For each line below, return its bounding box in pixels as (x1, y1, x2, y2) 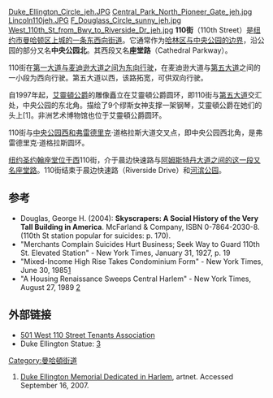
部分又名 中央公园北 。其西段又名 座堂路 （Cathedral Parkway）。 (22, 45, 233, 55)
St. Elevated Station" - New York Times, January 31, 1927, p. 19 (19, 248, 231, 257)
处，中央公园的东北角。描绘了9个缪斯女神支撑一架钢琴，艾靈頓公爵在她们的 (8, 101, 262, 110)
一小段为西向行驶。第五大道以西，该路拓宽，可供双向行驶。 (8, 73, 208, 82)
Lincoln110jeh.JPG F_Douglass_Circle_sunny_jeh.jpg (8, 15, 181, 25)
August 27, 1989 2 (19, 282, 81, 292)
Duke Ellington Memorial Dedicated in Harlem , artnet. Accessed (19, 371, 234, 381)
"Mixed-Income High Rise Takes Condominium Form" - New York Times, (19, 256, 264, 266)
